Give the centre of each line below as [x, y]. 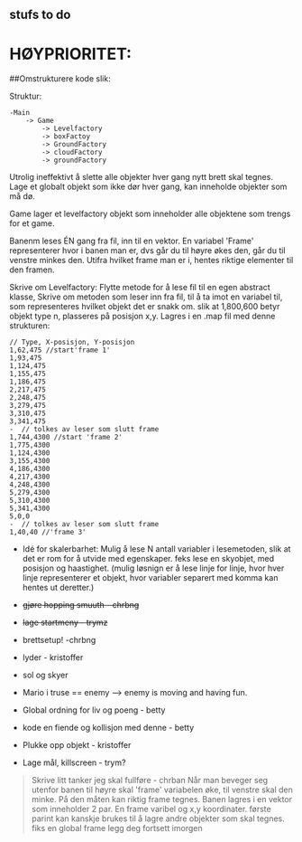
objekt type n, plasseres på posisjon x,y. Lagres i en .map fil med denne [142, 317]
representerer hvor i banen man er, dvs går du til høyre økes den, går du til [147, 251]
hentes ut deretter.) [58, 588]
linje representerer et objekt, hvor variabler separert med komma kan [150, 578]
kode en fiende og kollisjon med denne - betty [108, 728]
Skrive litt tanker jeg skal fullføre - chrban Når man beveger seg [150, 781]
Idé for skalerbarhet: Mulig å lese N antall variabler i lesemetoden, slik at [156, 549]
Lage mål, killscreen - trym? [74, 762]
